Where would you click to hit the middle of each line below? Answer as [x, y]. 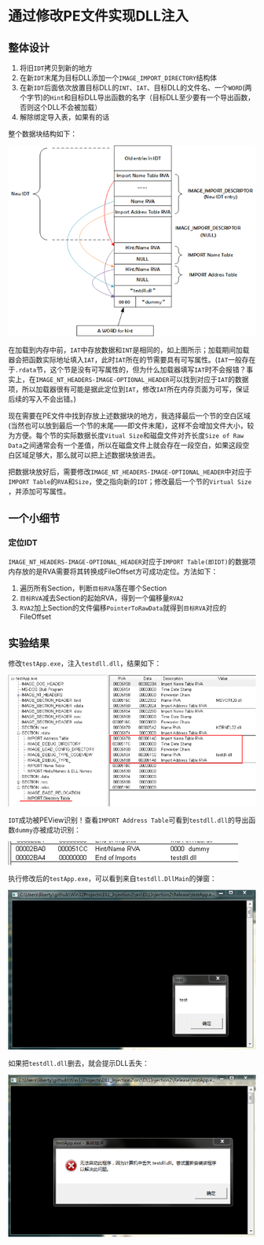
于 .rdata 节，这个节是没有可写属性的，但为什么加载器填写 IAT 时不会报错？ [127, 369]
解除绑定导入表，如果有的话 [64, 117]
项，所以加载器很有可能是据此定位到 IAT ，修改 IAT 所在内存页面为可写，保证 [129, 389]
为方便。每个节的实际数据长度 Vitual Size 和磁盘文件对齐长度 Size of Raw [126, 435]
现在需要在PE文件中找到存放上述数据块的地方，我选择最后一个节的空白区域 [130, 415]
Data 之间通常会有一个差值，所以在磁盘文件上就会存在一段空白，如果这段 [125, 445]
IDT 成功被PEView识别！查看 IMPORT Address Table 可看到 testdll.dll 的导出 [128, 820]
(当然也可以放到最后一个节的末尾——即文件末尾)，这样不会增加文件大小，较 [131, 425]
